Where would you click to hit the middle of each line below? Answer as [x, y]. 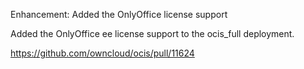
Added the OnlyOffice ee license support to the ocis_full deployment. [152, 33]
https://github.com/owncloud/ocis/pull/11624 [102, 53]
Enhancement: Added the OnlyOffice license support [119, 14]
